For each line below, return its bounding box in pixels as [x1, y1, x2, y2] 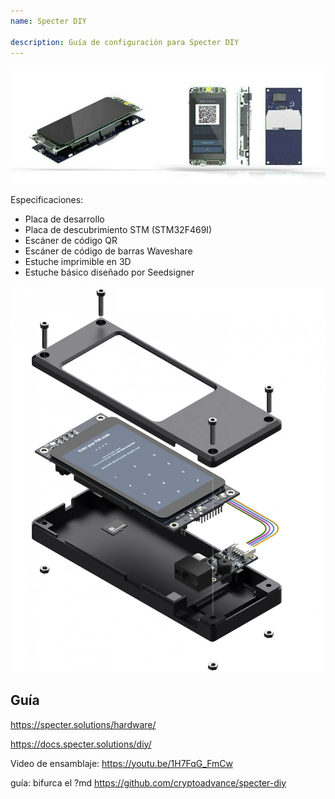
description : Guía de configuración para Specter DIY [10, 37, 240, 47]
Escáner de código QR [24, 234, 118, 246]
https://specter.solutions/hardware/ [10, 718, 157, 730]
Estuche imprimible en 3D [24, 255, 132, 267]
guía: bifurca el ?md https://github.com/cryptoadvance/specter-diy [10, 776, 287, 789]
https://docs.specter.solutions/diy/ [10, 738, 152, 750]
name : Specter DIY [10, 16, 87, 26]
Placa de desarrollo [24, 213, 105, 225]
